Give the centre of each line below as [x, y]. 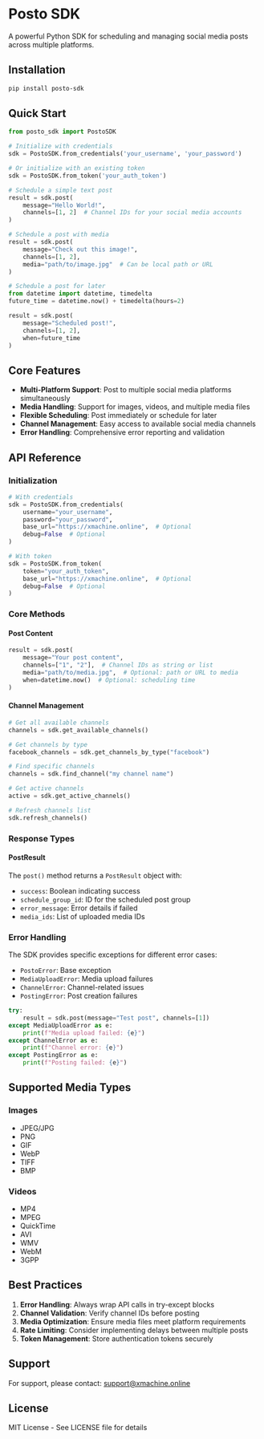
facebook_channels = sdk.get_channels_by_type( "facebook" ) [109, 752]
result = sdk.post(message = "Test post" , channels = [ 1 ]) [116, 1018]
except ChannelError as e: [53, 1040]
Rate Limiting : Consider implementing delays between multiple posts [134, 1330]
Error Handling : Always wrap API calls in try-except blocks [117, 1304]
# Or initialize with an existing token [77, 168]
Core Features [45, 370]
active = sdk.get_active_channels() [69, 796]
